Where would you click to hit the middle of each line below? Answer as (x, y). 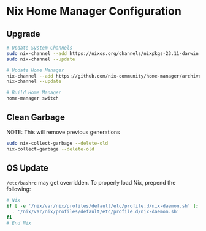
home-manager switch (33, 98)
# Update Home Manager (35, 70)
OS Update (27, 168)
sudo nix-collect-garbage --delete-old (57, 143)
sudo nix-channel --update (41, 59)
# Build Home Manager (34, 93)
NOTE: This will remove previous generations (63, 132)
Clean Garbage (36, 117)
